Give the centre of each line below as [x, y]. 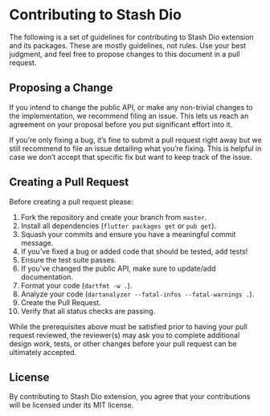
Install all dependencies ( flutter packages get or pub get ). [118, 226]
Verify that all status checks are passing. [88, 311]
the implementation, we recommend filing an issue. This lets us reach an [129, 116]
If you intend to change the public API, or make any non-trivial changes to [131, 107]
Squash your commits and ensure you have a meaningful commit [128, 234]
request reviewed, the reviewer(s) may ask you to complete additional [125, 335]
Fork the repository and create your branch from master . [114, 217]
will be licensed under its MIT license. [72, 405]
